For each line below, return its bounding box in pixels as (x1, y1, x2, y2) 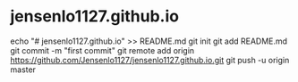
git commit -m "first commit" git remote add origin (10, 45, 195, 55)
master (10, 64, 37, 75)
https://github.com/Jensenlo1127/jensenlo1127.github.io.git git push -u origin (10, 54, 290, 65)
